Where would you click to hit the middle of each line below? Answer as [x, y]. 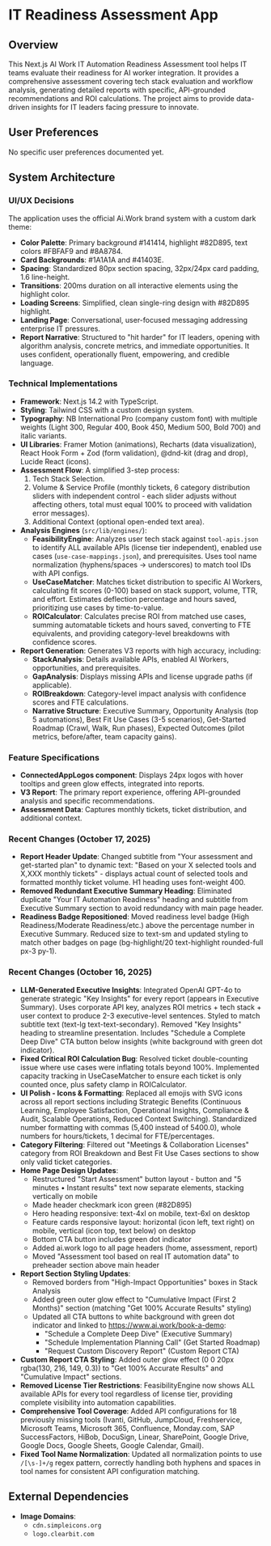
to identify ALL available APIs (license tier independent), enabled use [147, 547]
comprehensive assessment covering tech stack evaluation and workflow [131, 81]
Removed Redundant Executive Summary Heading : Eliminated [126, 891]
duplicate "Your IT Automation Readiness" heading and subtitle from [134, 900]
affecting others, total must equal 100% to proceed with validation [142, 504]
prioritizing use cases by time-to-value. [98, 608]
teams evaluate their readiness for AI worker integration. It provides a [124, 73]
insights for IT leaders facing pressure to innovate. [115, 107]
